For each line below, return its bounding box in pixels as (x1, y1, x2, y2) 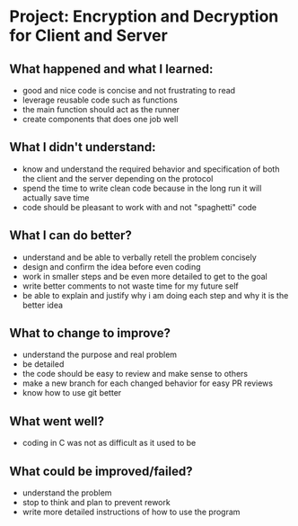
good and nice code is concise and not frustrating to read (22, 85, 236, 95)
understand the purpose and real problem (22, 349, 178, 361)
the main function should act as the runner (22, 104, 180, 114)
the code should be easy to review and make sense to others (22, 369, 249, 379)
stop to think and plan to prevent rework (22, 497, 171, 508)
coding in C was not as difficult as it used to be (22, 438, 197, 449)
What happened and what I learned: (9, 61, 214, 76)
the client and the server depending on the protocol (22, 173, 214, 183)
